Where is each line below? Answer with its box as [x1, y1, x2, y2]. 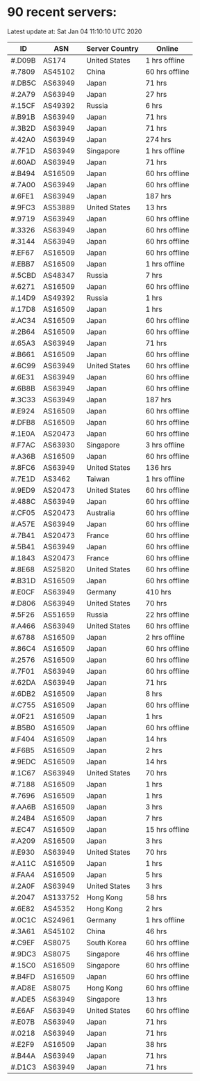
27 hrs [145, 89, 167, 99]
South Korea [86, 938, 127, 947]
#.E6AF [10, 1005, 35, 1015]
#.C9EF [10, 938, 35, 947]
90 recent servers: [7, 4, 117, 20]
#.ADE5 [10, 994, 36, 1004]
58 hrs [145, 892, 167, 902]
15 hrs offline [145, 824, 190, 834]
